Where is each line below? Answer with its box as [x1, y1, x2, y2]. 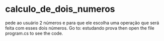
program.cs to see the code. [5, 30, 63, 36]
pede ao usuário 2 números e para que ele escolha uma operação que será [5, 20, 160, 26]
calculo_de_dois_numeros [5, 3, 115, 15]
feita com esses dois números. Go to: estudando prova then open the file [5, 25, 155, 31]
